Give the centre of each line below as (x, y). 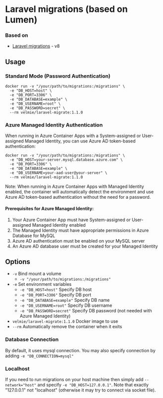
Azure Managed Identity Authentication (54, 125)
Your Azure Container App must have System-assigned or (71, 220)
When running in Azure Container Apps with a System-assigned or (73, 136)
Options (18, 262)
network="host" (21, 385)
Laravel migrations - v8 (36, 46)
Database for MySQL (34, 236)
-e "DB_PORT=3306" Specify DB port (55, 295)
